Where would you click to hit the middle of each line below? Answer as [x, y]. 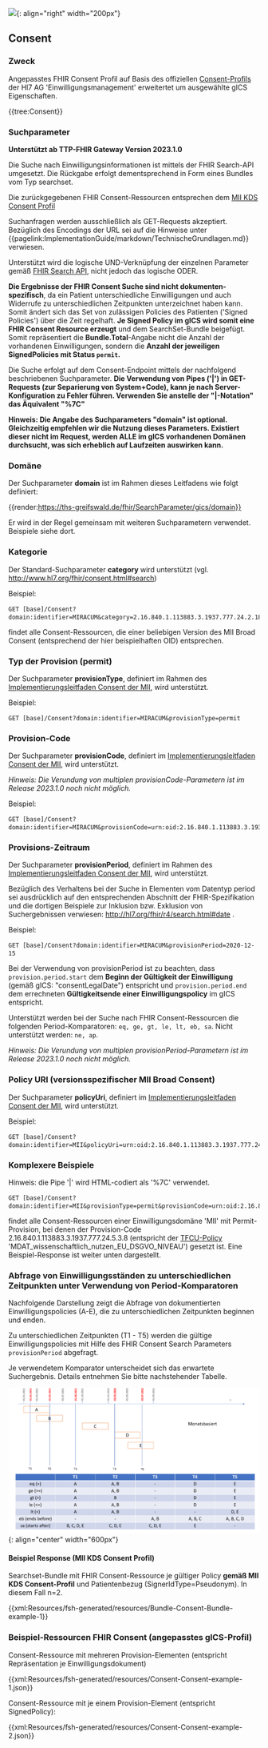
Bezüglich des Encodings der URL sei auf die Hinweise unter [108, 230]
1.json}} [21, 1687]
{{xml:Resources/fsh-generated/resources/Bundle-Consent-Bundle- [121, 1608]
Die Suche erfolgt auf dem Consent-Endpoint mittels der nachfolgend [122, 370]
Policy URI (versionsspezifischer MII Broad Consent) [112, 1080]
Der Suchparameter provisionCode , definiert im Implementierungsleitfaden [132, 756]
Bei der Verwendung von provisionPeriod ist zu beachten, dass [112, 968]
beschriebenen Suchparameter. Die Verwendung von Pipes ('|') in [118, 378]
